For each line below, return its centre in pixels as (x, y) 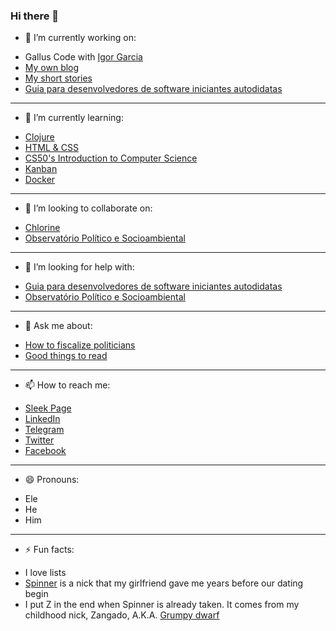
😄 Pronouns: (52, 480)
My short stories (58, 78)
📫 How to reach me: (67, 385)
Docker (40, 180)
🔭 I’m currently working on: (80, 38)
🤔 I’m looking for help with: (79, 267)
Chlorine (42, 228)
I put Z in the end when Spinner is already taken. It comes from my (162, 605)
